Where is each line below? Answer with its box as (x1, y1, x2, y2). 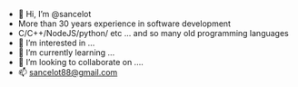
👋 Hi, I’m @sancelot (17, 9, 92, 19)
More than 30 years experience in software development (17, 18, 232, 29)
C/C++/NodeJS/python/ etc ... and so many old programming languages (17, 28, 289, 38)
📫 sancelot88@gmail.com (17, 67, 118, 77)
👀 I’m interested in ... (17, 37, 95, 48)
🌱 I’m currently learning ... (17, 47, 115, 58)
